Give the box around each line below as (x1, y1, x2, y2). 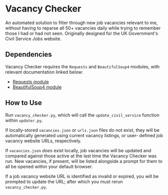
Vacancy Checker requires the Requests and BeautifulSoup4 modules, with (5, 63, 160, 69)
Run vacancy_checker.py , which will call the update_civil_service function (5, 112, 160, 118)
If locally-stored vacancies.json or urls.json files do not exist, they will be (5, 127, 160, 133)
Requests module (12, 78, 49, 84)
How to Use (5, 99, 42, 107)
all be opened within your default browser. (5, 163, 93, 169)
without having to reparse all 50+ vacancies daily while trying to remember (5, 25, 161, 31)
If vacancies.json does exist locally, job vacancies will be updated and (5, 147, 151, 153)
